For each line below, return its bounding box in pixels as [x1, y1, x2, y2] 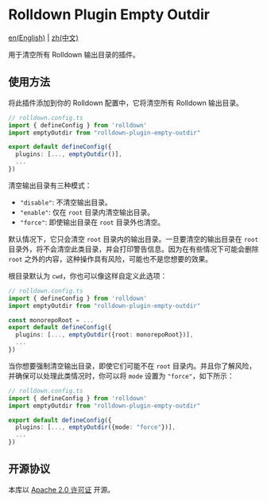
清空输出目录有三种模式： [8, 181, 92, 190]
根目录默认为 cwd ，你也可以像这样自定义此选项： [8, 270, 168, 280]
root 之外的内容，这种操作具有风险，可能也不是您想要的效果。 [8, 254, 213, 263]
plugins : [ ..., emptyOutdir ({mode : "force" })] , [15, 423, 176, 431]
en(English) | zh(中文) [8, 33, 79, 42]
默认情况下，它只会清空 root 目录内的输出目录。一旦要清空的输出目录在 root [8, 234, 259, 243]
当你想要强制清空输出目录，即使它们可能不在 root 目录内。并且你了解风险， [8, 360, 257, 371]
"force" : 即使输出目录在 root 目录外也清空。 [19, 217, 165, 227]
